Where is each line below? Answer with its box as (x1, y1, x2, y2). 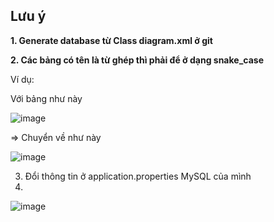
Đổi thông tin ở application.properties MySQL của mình (24, 170, 252, 182)
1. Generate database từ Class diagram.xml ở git (10, 34, 213, 46)
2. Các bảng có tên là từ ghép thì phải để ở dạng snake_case (10, 54, 264, 66)
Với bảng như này (10, 92, 83, 104)
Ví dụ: (10, 73, 35, 85)
